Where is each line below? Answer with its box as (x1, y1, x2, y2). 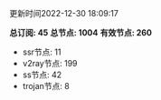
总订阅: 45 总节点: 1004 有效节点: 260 (9, 27, 152, 38)
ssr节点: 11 (22, 46, 62, 57)
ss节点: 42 (22, 69, 62, 80)
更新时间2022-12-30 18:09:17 (9, 8, 119, 18)
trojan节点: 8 (22, 81, 70, 91)
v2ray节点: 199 (22, 58, 79, 68)
